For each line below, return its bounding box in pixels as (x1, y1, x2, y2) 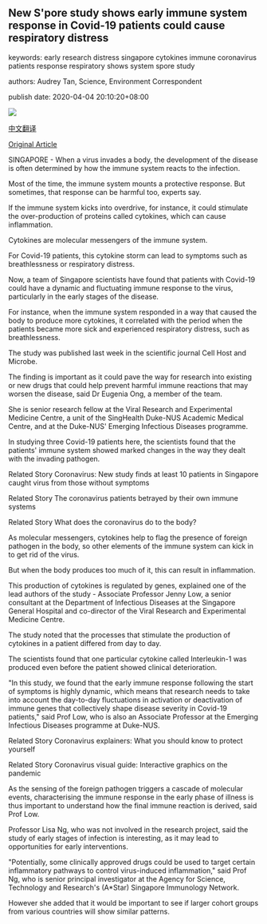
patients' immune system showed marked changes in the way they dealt (8, 445, 245, 454)
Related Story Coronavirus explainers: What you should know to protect (8, 736, 243, 745)
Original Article (8, 139, 57, 149)
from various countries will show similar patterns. (8, 906, 170, 916)
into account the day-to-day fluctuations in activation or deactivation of (8, 695, 243, 704)
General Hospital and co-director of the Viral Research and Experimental (8, 606, 246, 616)
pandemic (8, 768, 41, 778)
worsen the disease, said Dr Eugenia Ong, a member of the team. (8, 389, 223, 399)
